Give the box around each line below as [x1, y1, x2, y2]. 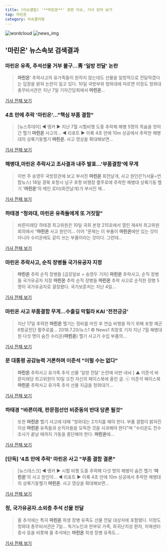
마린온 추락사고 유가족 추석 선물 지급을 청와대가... [17, 382, 114, 388]
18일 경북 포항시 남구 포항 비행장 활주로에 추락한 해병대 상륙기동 [32, 179, 157, 185]
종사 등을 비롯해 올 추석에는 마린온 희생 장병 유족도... [17, 529, 120, 535]
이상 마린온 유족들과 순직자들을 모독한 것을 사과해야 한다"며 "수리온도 [17, 425, 152, 431]
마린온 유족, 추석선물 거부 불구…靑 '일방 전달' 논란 [5, 62, 118, 69]
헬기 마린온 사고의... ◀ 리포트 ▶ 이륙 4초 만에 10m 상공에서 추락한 [22, 130, 152, 136]
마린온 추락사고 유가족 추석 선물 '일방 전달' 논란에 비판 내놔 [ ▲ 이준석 [17, 369, 154, 375]
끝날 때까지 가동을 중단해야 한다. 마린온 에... [30, 431, 115, 437]
